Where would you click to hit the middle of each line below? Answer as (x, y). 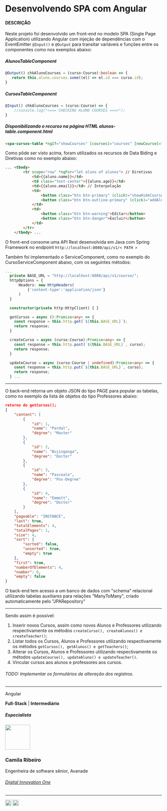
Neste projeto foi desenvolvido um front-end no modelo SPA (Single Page (81, 34)
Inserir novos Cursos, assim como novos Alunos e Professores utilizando (87, 625)
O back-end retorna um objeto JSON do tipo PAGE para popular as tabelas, (82, 391)
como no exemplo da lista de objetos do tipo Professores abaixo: (72, 396)
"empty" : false (30, 577)
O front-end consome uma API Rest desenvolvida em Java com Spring (78, 242)
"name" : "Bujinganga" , (55, 451)
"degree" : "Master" (52, 433)
